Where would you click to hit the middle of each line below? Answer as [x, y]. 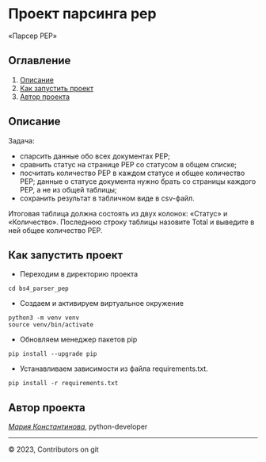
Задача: [21, 140]
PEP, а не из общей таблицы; [68, 189]
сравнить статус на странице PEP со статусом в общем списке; [128, 164]
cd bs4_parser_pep [38, 289]
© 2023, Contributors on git [53, 449]
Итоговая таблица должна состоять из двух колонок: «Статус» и [118, 213]
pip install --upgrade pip [53, 354]
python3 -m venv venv [44, 318]
